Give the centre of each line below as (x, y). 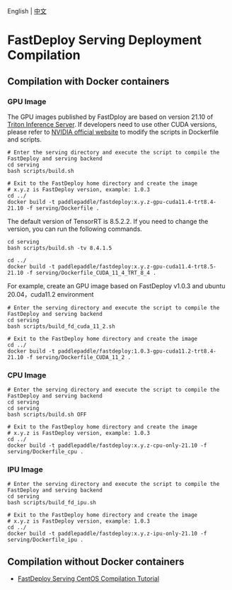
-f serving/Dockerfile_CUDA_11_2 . (79, 357)
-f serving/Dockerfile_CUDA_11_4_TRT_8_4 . (91, 273)
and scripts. (25, 139)
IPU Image (25, 470)
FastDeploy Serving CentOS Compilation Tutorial (88, 579)
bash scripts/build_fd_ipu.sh (52, 503)
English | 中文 (27, 11)
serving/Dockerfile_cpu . (45, 452)
